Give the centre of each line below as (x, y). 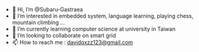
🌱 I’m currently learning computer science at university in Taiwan (94, 29)
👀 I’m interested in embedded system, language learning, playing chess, (103, 16)
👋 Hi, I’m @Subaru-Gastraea (48, 9)
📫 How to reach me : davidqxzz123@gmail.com (72, 42)
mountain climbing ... (38, 22)
